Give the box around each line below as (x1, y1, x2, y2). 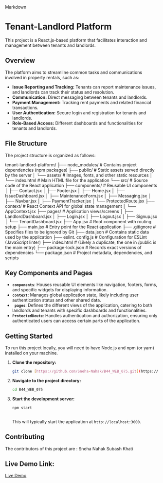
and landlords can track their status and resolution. (12, 89, 114, 95)
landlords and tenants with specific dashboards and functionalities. (12, 307, 147, 313)
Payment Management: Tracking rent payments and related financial (12, 99, 151, 105)
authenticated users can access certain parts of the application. (12, 318, 141, 324)
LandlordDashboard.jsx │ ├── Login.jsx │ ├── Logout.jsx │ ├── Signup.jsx (5, 214, 157, 219)
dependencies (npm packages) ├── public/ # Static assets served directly (5, 167, 155, 173)
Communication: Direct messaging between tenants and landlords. (12, 94, 147, 100)
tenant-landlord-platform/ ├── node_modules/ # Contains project (5, 161, 137, 167)
